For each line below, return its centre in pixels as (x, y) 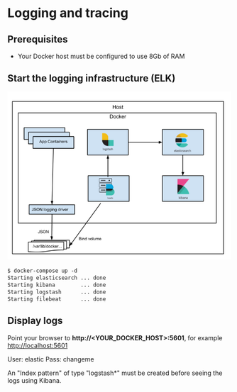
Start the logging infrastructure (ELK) (92, 78)
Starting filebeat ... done (57, 299)
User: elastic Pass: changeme (51, 359)
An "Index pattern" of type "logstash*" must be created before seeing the (115, 373)
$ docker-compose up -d (43, 271)
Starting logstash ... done (57, 292)
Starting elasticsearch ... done (57, 278)
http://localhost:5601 (38, 345)
